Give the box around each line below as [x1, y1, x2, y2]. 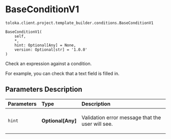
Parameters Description [5, 85, 82, 94]
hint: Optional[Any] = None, [14, 42, 76, 48]
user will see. [81, 120, 113, 127]
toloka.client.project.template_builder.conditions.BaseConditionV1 [5, 20, 154, 25]
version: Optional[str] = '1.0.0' [14, 47, 88, 52]
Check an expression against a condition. [5, 60, 92, 67]
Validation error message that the [81, 114, 161, 121]
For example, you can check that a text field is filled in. [5, 70, 120, 76]
